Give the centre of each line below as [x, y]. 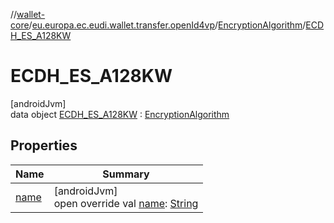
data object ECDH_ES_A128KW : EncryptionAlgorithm [120, 114]
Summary [126, 174]
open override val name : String [126, 203]
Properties [44, 145]
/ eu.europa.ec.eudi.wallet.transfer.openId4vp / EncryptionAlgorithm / [167, 25]
